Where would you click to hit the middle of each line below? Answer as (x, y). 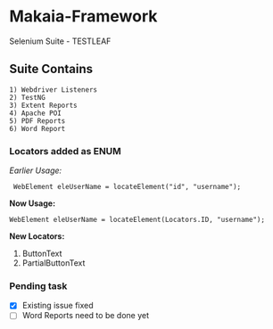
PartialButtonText (54, 263)
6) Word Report (37, 128)
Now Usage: (33, 203)
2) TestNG (28, 97)
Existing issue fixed (58, 306)
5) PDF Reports (37, 121)
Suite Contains (51, 69)
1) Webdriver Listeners (54, 90)
